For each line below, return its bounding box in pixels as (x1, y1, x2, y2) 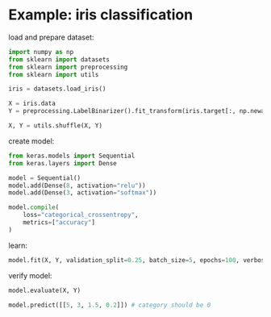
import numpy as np (8, 48, 74, 56)
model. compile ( (8, 203, 60, 211)
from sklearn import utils (8, 70, 99, 78)
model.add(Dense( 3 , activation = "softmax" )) (8, 189, 157, 197)
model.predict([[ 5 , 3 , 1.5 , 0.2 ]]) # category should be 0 (8, 301, 211, 309)
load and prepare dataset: (8, 32, 94, 42)
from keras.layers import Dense (8, 159, 117, 167)
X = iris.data (8, 99, 56, 108)
